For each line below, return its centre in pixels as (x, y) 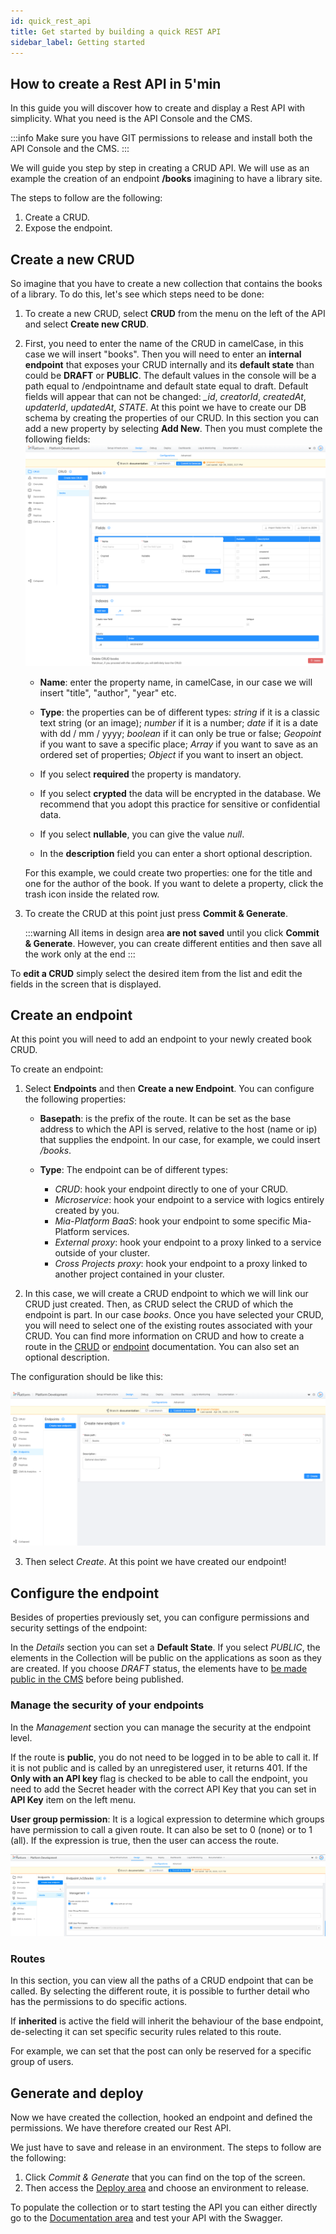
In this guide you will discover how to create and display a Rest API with (158, 108)
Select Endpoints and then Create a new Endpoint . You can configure (169, 1089)
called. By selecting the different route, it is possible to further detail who (160, 1991)
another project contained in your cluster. (139, 1274)
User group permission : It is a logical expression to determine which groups (167, 1819)
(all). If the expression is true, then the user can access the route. (145, 1840)
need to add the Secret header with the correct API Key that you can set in (163, 1789)
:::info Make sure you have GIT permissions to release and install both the (161, 138)
